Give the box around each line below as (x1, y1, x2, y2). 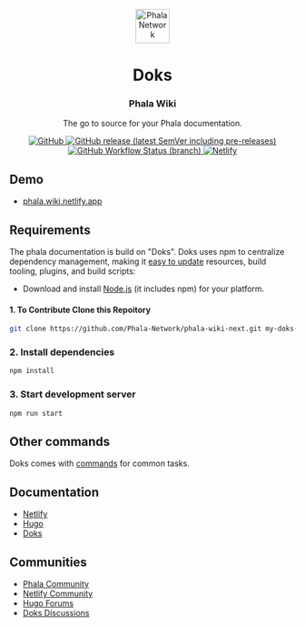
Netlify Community (22, 588, 93, 599)
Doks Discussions (22, 607, 90, 618)
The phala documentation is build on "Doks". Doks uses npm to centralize (9, 247, 285, 258)
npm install (9, 367, 54, 376)
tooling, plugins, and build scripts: (9, 266, 136, 277)
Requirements (9, 222, 91, 238)
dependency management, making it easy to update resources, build (9, 256, 267, 268)
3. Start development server (9, 388, 136, 400)
